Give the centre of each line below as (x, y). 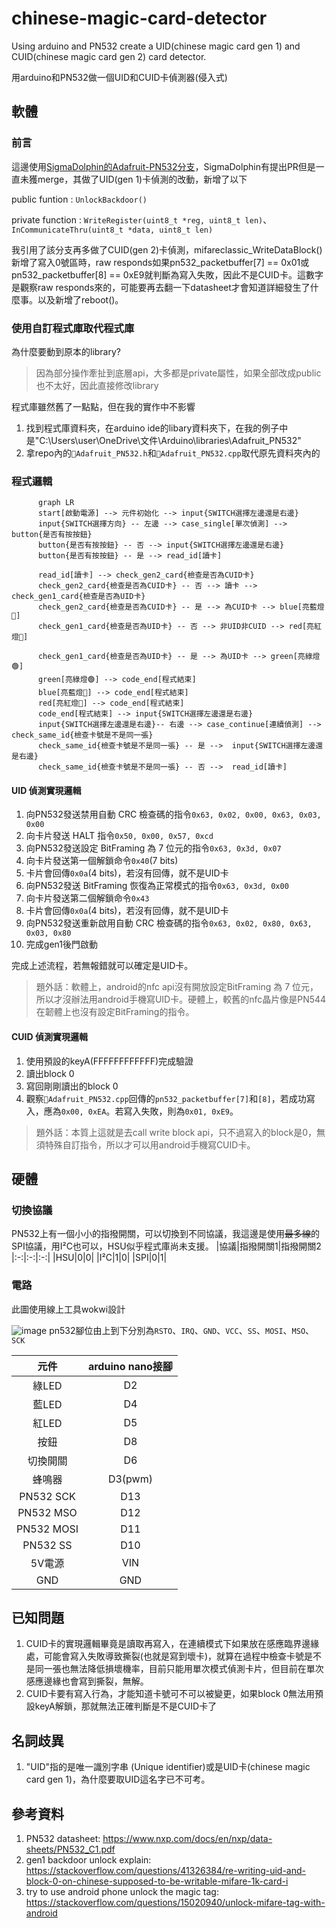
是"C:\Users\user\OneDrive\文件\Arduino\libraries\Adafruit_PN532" (163, 440)
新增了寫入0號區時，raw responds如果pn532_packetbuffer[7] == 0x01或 (160, 262)
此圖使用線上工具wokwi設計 (68, 1309)
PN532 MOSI (47, 1529)
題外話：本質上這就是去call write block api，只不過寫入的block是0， (176, 1132)
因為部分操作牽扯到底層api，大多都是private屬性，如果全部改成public (178, 373)
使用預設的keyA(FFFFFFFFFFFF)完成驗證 (109, 1061)
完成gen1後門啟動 (61, 944)
